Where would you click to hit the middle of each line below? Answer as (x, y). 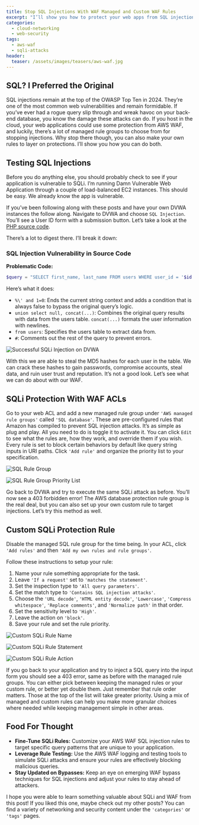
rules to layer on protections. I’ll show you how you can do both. (84, 144)
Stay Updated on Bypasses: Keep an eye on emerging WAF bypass (97, 772)
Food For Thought (40, 727)
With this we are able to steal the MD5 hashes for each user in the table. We (99, 361)
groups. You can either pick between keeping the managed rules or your (94, 682)
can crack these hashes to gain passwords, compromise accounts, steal (94, 368)
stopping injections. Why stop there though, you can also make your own (95, 138)
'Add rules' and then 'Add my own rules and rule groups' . (79, 550)
